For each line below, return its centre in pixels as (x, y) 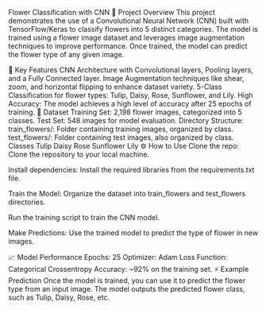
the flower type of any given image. (66, 54)
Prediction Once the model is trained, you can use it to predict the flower (127, 281)
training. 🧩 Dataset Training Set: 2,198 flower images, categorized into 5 (125, 112)
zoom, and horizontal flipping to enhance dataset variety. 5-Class (115, 87)
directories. (27, 202)
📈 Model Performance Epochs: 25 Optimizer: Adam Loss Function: (118, 257)
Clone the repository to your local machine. (79, 154)
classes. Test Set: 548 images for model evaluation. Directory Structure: (126, 120)
